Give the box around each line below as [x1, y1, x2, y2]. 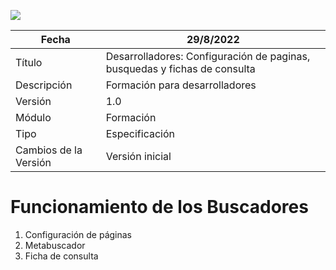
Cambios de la [15, 143, 83, 157]
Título [15, 56, 43, 69]
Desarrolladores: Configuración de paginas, [105, 50, 311, 63]
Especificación [105, 127, 175, 140]
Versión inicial [105, 150, 172, 163]
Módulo [15, 111, 52, 124]
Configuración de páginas [24, 228, 132, 240]
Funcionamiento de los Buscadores [10, 196, 309, 219]
